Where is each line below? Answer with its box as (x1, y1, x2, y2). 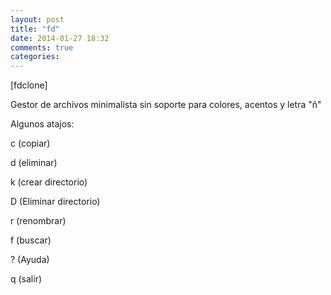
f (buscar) (10, 234, 52, 246)
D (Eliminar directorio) (10, 196, 101, 208)
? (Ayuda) (10, 254, 50, 266)
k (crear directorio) (10, 176, 88, 188)
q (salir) (10, 273, 43, 285)
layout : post (10, 14, 65, 25)
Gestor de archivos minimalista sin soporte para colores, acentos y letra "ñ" (10, 99, 322, 111)
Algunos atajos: (10, 118, 75, 130)
